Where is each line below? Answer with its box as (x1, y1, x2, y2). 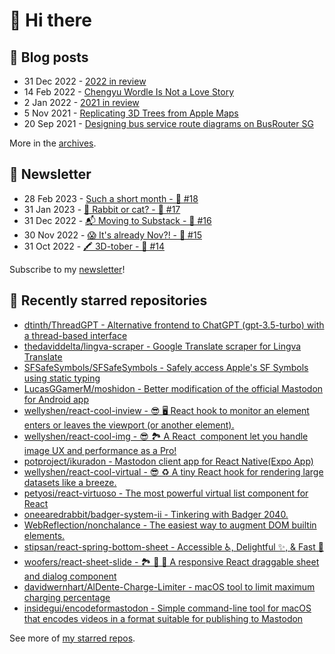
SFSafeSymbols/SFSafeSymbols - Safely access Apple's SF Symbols (23, 361, 309, 373)
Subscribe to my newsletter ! (9, 263, 126, 275)
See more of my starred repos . (9, 632, 136, 644)
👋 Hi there (9, 9, 92, 32)
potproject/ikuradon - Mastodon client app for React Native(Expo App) (23, 455, 314, 467)
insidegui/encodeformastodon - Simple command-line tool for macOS (23, 602, 312, 614)
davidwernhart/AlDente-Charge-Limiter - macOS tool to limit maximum (23, 580, 316, 593)
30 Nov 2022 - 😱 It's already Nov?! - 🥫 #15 (23, 229, 202, 241)
